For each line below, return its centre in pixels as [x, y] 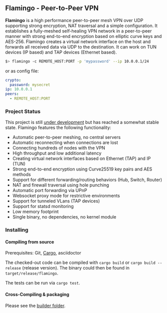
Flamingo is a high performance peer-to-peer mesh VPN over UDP [74, 20]
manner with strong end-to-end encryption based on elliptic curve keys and [83, 36]
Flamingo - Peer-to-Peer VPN [52, 8]
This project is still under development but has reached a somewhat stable [82, 122]
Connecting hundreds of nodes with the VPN [59, 148]
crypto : [13, 80]
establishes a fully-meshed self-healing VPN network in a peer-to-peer [78, 31]
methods [22, 174]
